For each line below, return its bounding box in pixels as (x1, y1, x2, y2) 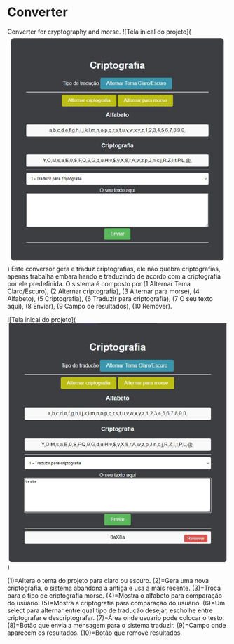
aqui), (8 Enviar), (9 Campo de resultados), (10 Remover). (7, 302, 172, 310)
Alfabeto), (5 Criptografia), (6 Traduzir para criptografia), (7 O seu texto (7, 294, 214, 302)
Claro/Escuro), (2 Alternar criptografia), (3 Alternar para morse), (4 (7, 287, 200, 295)
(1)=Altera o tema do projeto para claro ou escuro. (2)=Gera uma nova (7, 577, 209, 585)
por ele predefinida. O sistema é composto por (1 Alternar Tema (7, 279, 191, 288)
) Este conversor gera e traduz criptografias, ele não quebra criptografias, (7, 264, 221, 273)
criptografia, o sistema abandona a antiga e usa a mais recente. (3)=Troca (7, 584, 221, 593)
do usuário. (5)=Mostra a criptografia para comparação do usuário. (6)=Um (7, 599, 226, 608)
